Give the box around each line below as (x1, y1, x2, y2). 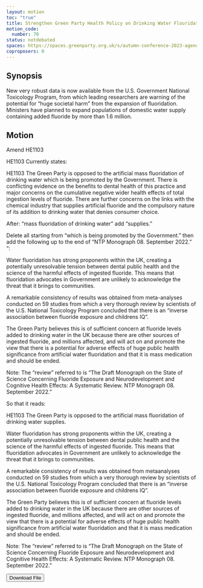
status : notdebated (6, 37, 56, 43)
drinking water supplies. (6, 418, 66, 426)
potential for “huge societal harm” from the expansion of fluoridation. (6, 99, 178, 107)
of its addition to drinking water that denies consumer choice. (6, 209, 159, 216)
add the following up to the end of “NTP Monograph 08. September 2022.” (6, 238, 192, 246)
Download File (9, 575, 42, 581)
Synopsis (6, 71, 42, 81)
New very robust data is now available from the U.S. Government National (6, 87, 190, 94)
